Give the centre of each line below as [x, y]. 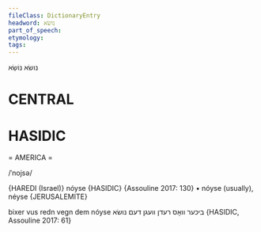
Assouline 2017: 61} [40, 221]
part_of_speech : [35, 30]
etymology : [26, 38]
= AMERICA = [30, 158]
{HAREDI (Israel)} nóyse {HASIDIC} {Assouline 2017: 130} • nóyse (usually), [131, 188]
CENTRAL [41, 99]
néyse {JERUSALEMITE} [48, 197]
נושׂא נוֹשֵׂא [23, 67]
